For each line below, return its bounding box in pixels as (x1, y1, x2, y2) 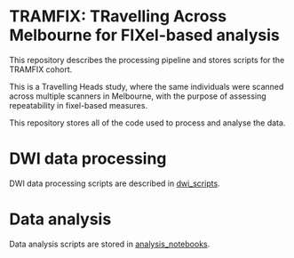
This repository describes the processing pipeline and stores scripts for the (9, 54, 285, 65)
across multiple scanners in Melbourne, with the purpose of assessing (9, 91, 266, 101)
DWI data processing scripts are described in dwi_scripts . (9, 178, 220, 189)
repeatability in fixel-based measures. (9, 100, 148, 110)
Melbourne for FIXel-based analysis (9, 25, 280, 45)
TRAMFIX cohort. (9, 64, 73, 75)
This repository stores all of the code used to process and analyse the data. (9, 117, 286, 128)
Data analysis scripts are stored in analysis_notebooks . (9, 238, 211, 249)
